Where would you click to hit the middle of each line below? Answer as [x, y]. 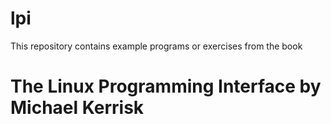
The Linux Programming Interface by [166, 86]
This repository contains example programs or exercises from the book [156, 46]
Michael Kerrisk [77, 108]
